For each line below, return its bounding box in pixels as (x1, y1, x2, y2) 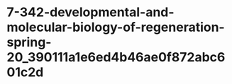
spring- (6, 35, 52, 50)
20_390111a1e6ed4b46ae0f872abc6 (6, 49, 226, 66)
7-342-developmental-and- (6, 4, 175, 20)
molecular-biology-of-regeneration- (6, 19, 225, 35)
